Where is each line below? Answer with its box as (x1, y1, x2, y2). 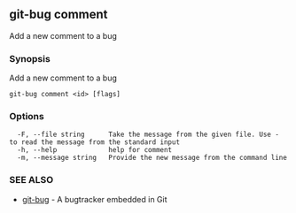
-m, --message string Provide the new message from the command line (17, 154, 288, 163)
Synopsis (9, 52, 51, 65)
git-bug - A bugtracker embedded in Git (21, 194, 167, 204)
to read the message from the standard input (9, 138, 180, 147)
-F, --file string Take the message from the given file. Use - (17, 130, 279, 140)
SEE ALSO (9, 174, 54, 186)
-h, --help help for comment (17, 146, 173, 155)
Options (9, 110, 44, 123)
